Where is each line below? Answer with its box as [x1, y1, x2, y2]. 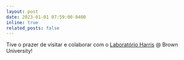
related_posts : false [6, 25, 60, 31]
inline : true [6, 19, 39, 25]
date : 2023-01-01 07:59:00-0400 [6, 14, 86, 20]
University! [6, 48, 33, 55]
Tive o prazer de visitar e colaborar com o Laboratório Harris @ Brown [6, 41, 178, 48]
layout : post [6, 8, 39, 15]
